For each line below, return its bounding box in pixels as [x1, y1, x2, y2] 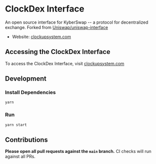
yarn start [5, 122, 27, 127]
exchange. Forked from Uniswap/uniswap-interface [5, 24, 108, 30]
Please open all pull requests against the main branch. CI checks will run [5, 149, 152, 154]
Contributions [5, 136, 48, 144]
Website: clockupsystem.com [12, 34, 71, 40]
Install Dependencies [5, 89, 56, 96]
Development [5, 75, 47, 83]
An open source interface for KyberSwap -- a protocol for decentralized [5, 19, 149, 25]
